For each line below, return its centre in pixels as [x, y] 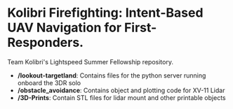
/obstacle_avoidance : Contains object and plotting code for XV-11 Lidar [121, 90]
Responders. [46, 43]
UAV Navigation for [64, 28]
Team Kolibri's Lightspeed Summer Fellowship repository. [91, 61]
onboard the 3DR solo [49, 82]
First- [140, 28]
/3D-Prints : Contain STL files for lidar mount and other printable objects [121, 97]
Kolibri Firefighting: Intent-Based [105, 13]
